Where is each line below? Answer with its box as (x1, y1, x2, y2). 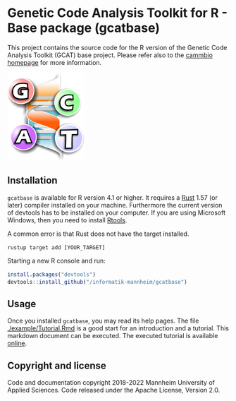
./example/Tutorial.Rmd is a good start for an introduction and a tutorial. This (7, 324, 229, 333)
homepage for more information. (7, 58, 102, 66)
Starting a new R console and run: (7, 256, 106, 265)
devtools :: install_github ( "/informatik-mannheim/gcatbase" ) (7, 278, 188, 285)
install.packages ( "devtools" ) (7, 270, 97, 278)
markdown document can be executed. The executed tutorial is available (7, 332, 218, 340)
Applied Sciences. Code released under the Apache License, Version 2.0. (7, 386, 221, 395)
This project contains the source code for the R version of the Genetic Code (7, 43, 228, 52)
